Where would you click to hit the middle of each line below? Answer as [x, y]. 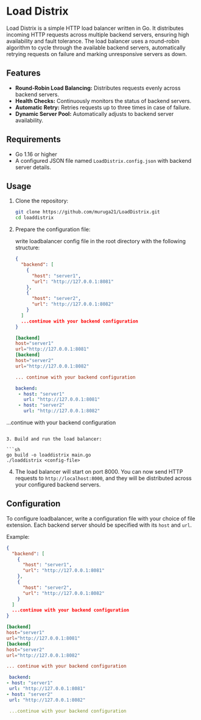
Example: [18, 536]
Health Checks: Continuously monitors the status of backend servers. [103, 101]
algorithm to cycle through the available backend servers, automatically [96, 48]
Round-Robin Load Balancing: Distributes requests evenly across [98, 88]
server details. [33, 167]
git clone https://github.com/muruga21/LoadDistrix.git [87, 212]
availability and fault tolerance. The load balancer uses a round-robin [93, 41]
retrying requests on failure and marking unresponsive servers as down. [97, 54]
